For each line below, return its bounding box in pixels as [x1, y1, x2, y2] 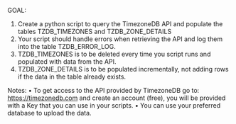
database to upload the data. [7, 109, 92, 117]
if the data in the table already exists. [17, 72, 127, 81]
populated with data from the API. [17, 57, 117, 66]
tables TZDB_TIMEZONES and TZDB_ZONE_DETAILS [17, 28, 172, 35]
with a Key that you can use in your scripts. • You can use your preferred [7, 101, 221, 109]
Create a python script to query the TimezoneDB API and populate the [17, 20, 223, 28]
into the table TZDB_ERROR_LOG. [17, 43, 116, 50]
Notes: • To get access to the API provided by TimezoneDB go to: [7, 86, 200, 94]
